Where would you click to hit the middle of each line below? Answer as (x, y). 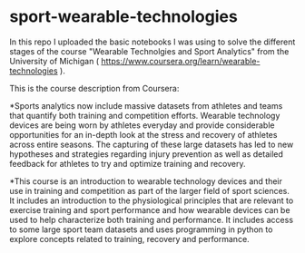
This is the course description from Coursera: (94, 88)
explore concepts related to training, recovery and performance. (129, 238)
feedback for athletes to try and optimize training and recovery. (128, 163)
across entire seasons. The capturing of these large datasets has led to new (152, 144)
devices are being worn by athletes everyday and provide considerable (142, 125)
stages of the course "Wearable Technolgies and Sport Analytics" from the (149, 51)
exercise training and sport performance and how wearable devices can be (150, 209)
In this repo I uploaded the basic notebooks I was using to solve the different (152, 42)
